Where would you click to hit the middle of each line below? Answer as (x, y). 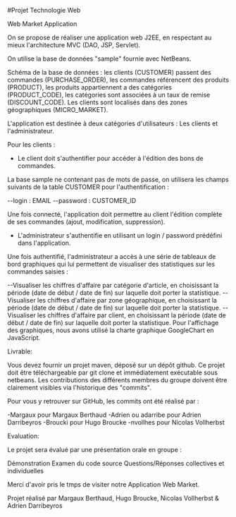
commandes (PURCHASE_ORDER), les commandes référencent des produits (118, 80)
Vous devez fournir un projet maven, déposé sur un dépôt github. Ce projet (116, 365)
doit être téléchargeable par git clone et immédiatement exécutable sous (113, 372)
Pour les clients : (31, 145)
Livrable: (20, 351)
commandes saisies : (38, 272)
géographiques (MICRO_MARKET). (58, 110)
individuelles (26, 471)
